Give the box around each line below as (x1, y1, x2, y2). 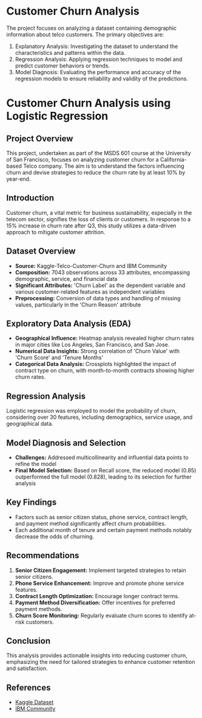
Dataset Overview (6, 246, 76, 257)
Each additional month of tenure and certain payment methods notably (15, 526, 192, 533)
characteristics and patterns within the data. (15, 49, 126, 56)
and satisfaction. (6, 664, 48, 672)
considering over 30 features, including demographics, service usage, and (6, 413, 193, 421)
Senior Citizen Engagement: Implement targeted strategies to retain (15, 567, 186, 574)
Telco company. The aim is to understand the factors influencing (23, 162, 184, 170)
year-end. (6, 175, 31, 182)
